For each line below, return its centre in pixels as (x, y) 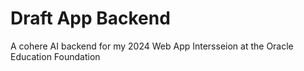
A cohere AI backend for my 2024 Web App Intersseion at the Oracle (152, 46)
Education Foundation (55, 56)
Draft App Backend (90, 18)
